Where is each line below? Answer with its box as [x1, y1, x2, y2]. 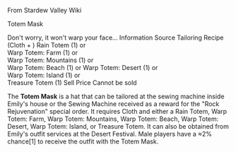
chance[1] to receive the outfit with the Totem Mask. [7, 137, 159, 146]
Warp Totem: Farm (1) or [7, 49, 78, 57]
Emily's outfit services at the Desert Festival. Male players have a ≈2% [7, 130, 213, 138]
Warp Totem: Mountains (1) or [7, 56, 94, 64]
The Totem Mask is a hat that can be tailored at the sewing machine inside [7, 92, 225, 100]
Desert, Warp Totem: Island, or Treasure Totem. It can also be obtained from [7, 122, 230, 130]
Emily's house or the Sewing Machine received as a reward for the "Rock [7, 100, 220, 108]
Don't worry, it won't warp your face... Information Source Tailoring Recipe [7, 33, 224, 42]
